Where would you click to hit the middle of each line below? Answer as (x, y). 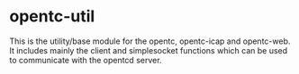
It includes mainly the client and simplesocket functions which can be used (149, 50)
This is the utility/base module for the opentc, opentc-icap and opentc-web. (150, 41)
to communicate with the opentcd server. (86, 60)
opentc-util (52, 16)
